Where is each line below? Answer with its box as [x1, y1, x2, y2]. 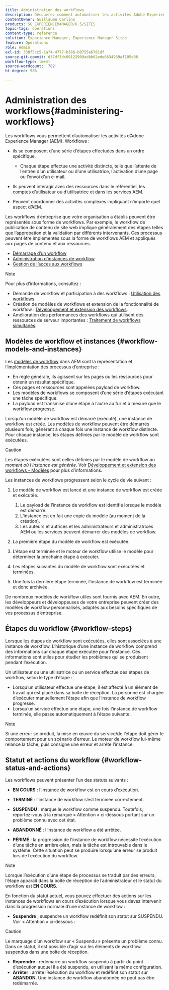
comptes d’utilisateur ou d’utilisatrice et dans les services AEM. [12, 189, 144, 195]
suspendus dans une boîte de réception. [5, 949, 89, 955]
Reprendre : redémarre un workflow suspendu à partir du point [12, 959, 143, 965]
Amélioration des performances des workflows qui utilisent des [12, 311, 144, 318]
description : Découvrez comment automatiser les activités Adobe [5, 12, 145, 17]
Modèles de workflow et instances [5, 337, 116, 346]
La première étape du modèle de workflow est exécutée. [12, 538, 130, 544]
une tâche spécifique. [12, 395, 58, 401]
